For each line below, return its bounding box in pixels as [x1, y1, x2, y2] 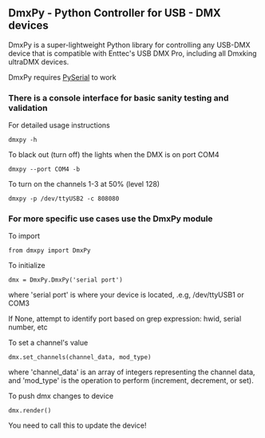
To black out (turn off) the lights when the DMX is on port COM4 [8, 150, 220, 160]
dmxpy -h [8, 136, 38, 144]
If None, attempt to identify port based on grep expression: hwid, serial [8, 314, 242, 324]
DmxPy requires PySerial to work [8, 72, 117, 82]
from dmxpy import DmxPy [8, 247, 91, 255]
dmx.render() [8, 407, 52, 415]
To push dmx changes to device [8, 391, 114, 401]
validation [8, 102, 48, 113]
